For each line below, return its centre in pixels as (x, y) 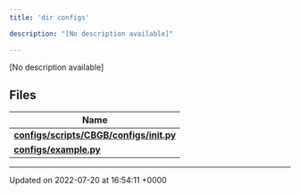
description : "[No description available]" (92, 34)
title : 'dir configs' (50, 17)
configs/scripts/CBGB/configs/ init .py (95, 135)
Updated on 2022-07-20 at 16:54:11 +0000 (88, 181)
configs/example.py (57, 150)
